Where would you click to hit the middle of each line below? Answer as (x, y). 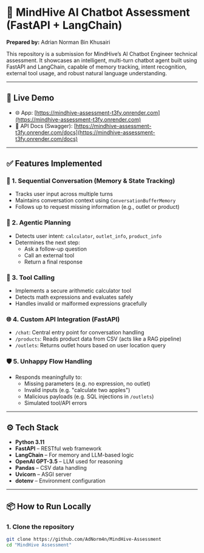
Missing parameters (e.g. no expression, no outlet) (87, 383)
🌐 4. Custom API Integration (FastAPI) (63, 319)
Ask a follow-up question (55, 249)
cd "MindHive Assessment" (39, 545)
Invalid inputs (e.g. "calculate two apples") (77, 390)
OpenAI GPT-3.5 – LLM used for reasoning (69, 461)
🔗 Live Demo (30, 98)
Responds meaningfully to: (49, 377)
